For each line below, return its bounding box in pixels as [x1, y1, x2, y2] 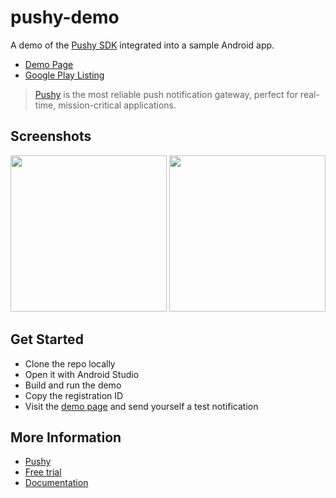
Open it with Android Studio [24, 368, 140, 380]
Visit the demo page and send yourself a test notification [24, 400, 259, 412]
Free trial [24, 466, 62, 478]
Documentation [24, 477, 89, 489]
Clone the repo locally [24, 357, 116, 370]
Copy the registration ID [24, 389, 124, 401]
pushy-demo [10, 6, 120, 29]
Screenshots [10, 128, 92, 145]
